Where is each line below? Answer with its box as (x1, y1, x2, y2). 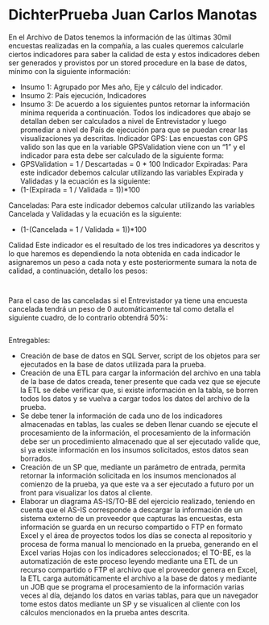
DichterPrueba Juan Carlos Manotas (8, 6, 258, 24)
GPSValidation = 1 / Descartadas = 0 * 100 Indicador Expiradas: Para (19, 159, 248, 168)
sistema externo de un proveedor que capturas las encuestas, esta (19, 513, 242, 523)
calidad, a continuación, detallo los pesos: (8, 266, 148, 275)
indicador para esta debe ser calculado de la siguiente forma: (19, 151, 224, 160)
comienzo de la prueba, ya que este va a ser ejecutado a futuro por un (19, 479, 255, 489)
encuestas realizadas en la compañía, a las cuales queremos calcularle (8, 40, 244, 50)
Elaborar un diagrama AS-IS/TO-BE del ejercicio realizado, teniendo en (19, 496, 255, 506)
